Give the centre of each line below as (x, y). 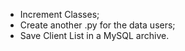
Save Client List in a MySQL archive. (94, 35)
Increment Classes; (59, 14)
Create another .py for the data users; (97, 25)
